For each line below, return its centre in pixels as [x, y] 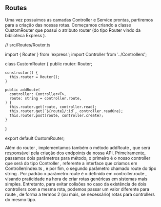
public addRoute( [23, 90]
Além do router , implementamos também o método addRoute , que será [78, 147]
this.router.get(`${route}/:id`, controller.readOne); [66, 111]
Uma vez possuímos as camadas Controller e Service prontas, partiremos [79, 20]
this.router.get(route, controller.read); [53, 107]
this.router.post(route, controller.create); [57, 115]
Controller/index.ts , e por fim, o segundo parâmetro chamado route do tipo [81, 168]
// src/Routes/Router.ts [28, 45]
